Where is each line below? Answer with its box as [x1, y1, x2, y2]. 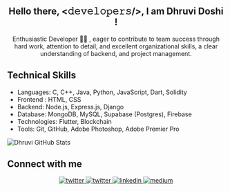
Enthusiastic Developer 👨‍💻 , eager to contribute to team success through [12, 35, 220, 43]
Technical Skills [7, 69, 77, 82]
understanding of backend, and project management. [40, 49, 192, 57]
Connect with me [7, 158, 83, 170]
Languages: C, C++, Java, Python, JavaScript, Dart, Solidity [17, 88, 188, 96]
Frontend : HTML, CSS [17, 95, 82, 103]
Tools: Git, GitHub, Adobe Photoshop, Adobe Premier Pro [17, 125, 180, 133]
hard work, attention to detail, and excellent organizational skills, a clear [14, 42, 218, 51]
